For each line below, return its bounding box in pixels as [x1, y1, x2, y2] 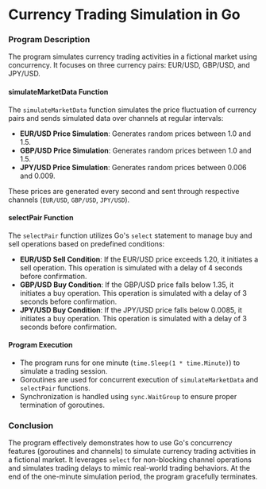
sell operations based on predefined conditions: [8, 239, 165, 248]
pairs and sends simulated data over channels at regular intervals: [8, 113, 224, 122]
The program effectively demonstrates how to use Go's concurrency [8, 438, 233, 448]
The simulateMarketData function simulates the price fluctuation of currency [8, 105, 256, 114]
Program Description [8, 34, 91, 45]
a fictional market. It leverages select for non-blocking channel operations [8, 455, 252, 464]
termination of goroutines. [19, 400, 106, 410]
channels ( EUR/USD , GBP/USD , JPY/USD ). [8, 195, 130, 204]
